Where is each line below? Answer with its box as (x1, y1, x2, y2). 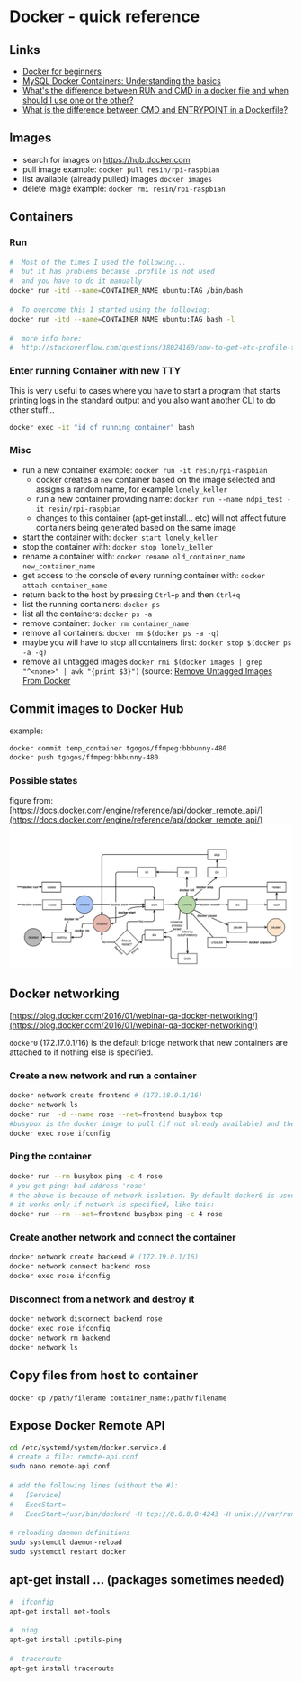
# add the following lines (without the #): (9, 1481, 179, 1490)
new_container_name (22, 561, 96, 571)
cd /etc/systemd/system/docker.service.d (9, 1443, 167, 1452)
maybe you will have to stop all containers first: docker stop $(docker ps (22, 637, 292, 648)
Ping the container (9, 1150, 92, 1163)
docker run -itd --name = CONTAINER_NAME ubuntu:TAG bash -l (9, 314, 235, 323)
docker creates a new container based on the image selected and (35, 474, 276, 485)
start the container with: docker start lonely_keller (22, 532, 218, 542)
